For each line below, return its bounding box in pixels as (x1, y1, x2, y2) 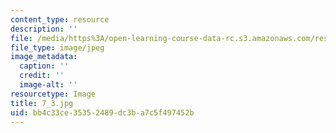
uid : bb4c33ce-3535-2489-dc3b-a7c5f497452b (10, 107, 195, 118)
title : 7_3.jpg (10, 98, 74, 108)
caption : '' (19, 61, 70, 71)
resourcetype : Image (10, 89, 97, 99)
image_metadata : (10, 52, 78, 62)
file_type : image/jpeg (10, 42, 105, 53)
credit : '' (19, 71, 65, 81)
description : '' (10, 24, 78, 34)
